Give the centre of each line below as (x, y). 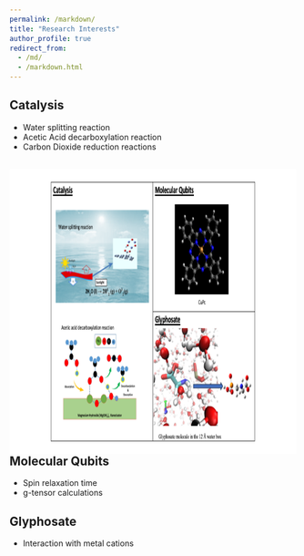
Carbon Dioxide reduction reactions (89, 147)
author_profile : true (51, 38)
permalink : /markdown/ (52, 19)
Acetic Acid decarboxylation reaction (92, 137)
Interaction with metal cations (78, 543)
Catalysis (37, 105)
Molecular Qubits (60, 461)
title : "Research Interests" (65, 29)
